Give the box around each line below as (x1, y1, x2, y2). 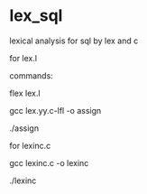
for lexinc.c (9, 140, 51, 151)
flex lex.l (9, 88, 41, 98)
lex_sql (9, 5, 63, 26)
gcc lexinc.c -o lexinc (9, 157, 89, 168)
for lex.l (9, 52, 38, 63)
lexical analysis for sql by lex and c (9, 35, 139, 46)
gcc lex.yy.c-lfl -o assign (9, 105, 102, 115)
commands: (9, 69, 54, 81)
